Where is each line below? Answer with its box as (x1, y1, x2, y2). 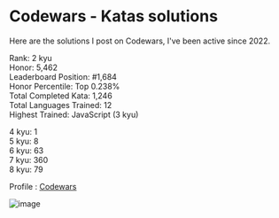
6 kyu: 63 (9, 144, 44, 156)
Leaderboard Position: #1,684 (9, 71, 118, 82)
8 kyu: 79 (9, 164, 43, 175)
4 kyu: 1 (9, 126, 38, 136)
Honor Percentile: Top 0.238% (9, 81, 120, 91)
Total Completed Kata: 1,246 (9, 90, 112, 101)
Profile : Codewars (9, 181, 77, 191)
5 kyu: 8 (9, 136, 39, 146)
